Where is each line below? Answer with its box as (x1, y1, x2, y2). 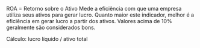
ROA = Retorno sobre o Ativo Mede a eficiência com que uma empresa (6, 5, 182, 12)
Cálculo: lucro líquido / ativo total (6, 36, 88, 42)
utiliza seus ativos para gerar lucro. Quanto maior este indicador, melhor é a (6, 11, 195, 18)
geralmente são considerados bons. (6, 24, 96, 31)
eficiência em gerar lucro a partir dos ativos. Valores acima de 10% (6, 18, 173, 24)
